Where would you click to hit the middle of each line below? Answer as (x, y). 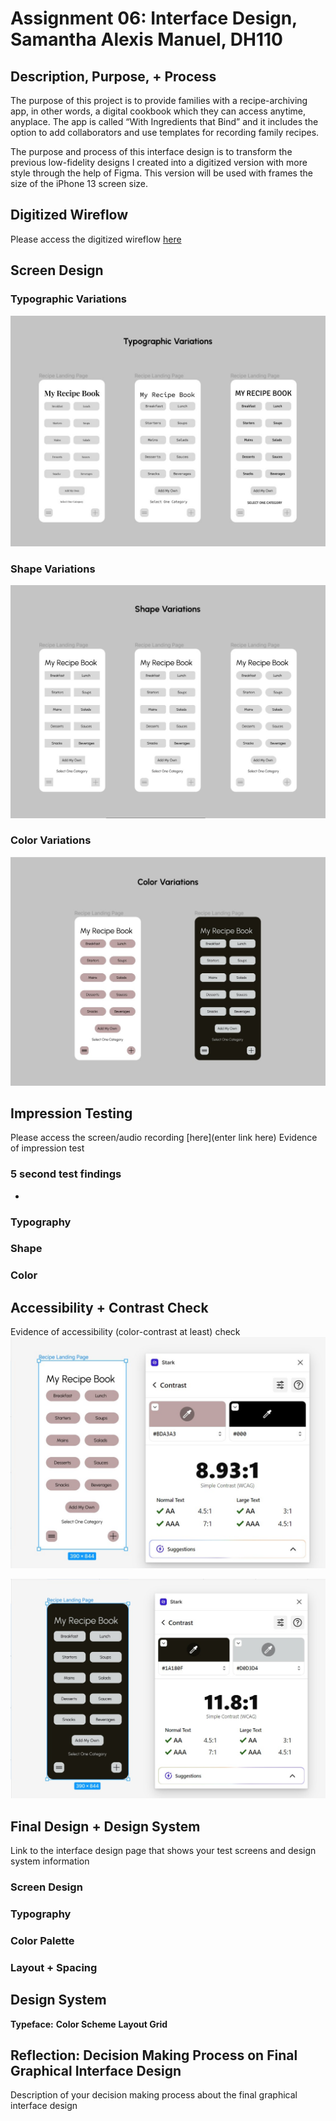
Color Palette (42, 1940)
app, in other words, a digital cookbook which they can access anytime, (158, 111)
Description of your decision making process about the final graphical (154, 2095)
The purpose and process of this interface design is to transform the (151, 151)
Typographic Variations (69, 299)
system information (50, 1861)
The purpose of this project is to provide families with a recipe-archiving (159, 100)
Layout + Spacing (54, 1967)
